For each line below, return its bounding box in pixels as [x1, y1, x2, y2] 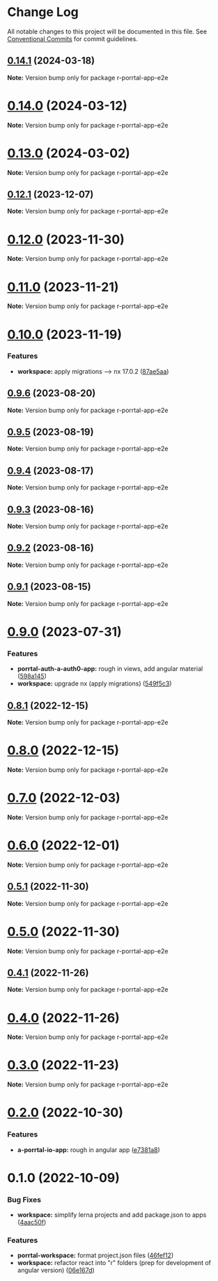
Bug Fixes [7, 1195, 42, 1204]
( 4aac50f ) [17, 1218, 47, 1227]
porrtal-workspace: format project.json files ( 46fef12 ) [17, 1251, 174, 1259]
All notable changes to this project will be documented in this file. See [7, 27, 208, 36]
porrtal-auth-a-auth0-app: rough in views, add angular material [17, 665, 203, 673]
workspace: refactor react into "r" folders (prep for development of [17, 1259, 211, 1267]
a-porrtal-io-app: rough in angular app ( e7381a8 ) [17, 1145, 160, 1154]
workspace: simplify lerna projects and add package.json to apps [17, 1211, 207, 1219]
